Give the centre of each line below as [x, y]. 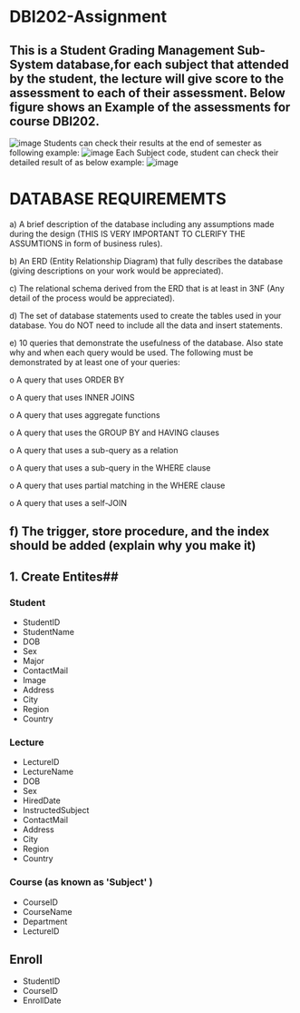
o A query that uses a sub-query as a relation [94, 450]
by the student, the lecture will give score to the [147, 79]
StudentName [48, 632]
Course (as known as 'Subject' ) [81, 882]
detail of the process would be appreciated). [92, 298]
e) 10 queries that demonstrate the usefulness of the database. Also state [146, 343]
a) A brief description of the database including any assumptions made [142, 223]
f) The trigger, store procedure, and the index [140, 532]
